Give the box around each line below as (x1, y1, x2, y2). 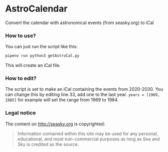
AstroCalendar (5, 3, 68, 15)
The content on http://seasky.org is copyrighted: (5, 121, 105, 127)
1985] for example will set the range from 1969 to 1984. (5, 97, 119, 103)
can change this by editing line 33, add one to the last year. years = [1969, (5, 91, 160, 98)
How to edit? (5, 75, 37, 82)
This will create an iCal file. (5, 62, 61, 68)
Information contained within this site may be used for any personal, (17, 130, 158, 136)
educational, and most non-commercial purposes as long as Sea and (17, 136, 160, 142)
